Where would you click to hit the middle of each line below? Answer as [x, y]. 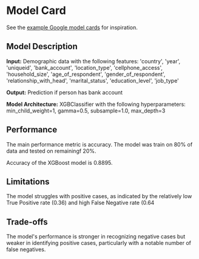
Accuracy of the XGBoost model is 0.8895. [60, 162]
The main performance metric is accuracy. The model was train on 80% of [99, 144]
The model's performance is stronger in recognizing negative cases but [96, 237]
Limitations [28, 181]
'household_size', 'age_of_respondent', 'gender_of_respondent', [86, 74]
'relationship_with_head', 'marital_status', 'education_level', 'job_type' [93, 80]
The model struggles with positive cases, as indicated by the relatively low [99, 196]
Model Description [42, 47]
